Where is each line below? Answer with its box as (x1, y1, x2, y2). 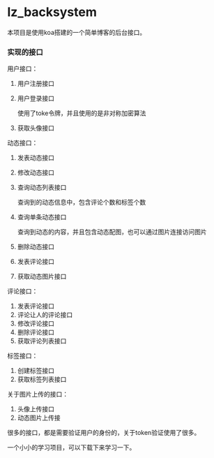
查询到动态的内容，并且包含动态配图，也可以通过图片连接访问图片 (17, 228, 207, 236)
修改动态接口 (17, 168, 54, 177)
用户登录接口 (17, 94, 54, 103)
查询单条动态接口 (17, 213, 67, 221)
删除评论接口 (17, 328, 54, 337)
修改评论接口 (17, 319, 54, 328)
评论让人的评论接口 (17, 311, 73, 319)
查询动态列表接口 (17, 183, 67, 192)
